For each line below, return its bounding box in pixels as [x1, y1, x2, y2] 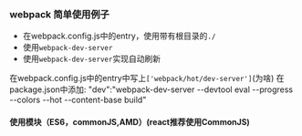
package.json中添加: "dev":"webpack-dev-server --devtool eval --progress [9, 84, 294, 95]
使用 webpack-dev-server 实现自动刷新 [22, 53, 161, 65]
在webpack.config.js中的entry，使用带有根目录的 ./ [22, 30, 216, 42]
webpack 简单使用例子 [9, 7, 109, 20]
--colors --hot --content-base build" [9, 94, 147, 106]
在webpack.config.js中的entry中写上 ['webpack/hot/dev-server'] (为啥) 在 [9, 73, 285, 84]
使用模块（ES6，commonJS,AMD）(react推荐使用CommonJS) [9, 116, 251, 127]
